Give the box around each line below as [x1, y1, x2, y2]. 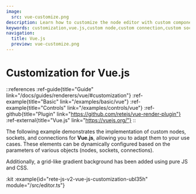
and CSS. [6, 164, 29, 171]
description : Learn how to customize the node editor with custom [6, 19, 171, 25]
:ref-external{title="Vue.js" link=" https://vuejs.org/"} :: [6, 116, 136, 123]
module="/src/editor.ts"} [6, 182, 65, 189]
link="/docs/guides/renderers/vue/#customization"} [6, 92, 131, 99]
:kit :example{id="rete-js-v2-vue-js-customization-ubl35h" [6, 175, 148, 182]
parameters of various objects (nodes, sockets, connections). [6, 147, 154, 154]
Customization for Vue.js [6, 67, 130, 79]
